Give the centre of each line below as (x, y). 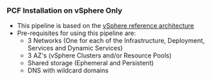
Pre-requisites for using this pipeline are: (76, 33)
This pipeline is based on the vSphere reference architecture (105, 26)
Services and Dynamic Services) (75, 48)
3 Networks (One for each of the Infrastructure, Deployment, (116, 41)
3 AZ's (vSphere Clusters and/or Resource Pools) (99, 55)
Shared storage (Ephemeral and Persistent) (90, 63)
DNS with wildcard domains (68, 71)
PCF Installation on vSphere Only (65, 11)
